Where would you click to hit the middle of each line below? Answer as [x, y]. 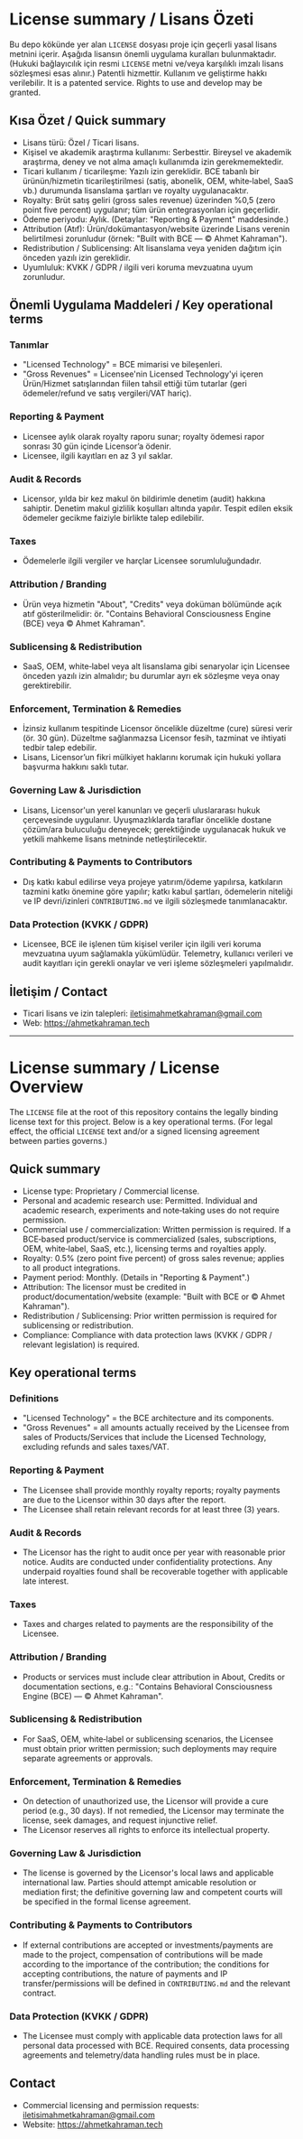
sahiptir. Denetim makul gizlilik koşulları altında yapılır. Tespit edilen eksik [157, 508]
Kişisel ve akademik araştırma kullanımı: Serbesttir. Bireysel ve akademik [157, 152]
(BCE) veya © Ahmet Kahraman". [84, 623]
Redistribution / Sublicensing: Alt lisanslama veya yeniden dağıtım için [152, 247]
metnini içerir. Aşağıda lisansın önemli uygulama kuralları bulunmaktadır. [143, 53]
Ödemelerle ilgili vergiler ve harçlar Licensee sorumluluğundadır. [142, 561]
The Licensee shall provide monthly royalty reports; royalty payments [151, 1490]
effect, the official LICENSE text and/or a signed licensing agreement [134, 1131]
